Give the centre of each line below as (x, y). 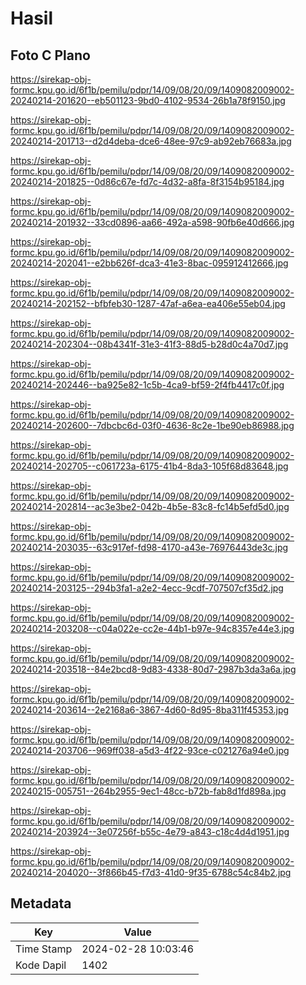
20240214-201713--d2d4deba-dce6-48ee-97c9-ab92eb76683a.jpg (151, 141)
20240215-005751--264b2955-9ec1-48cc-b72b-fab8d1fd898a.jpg (148, 791)
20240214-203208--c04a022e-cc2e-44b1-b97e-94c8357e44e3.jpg (152, 628)
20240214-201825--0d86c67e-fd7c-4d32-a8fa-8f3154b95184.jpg (147, 181)
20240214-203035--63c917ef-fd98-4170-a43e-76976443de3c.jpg (149, 547)
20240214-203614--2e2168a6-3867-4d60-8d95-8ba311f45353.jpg (150, 710)
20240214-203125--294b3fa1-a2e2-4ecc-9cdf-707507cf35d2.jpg (147, 588)
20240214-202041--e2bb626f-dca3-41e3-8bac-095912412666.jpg (149, 263)
